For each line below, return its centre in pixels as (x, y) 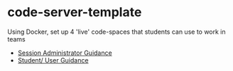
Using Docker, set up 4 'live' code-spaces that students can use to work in (116, 32)
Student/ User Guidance (53, 60)
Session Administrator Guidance (65, 53)
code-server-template (75, 12)
